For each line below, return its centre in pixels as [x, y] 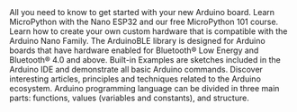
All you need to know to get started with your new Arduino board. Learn [142, 12]
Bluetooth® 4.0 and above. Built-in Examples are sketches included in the [145, 60]
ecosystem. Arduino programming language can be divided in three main [144, 88]
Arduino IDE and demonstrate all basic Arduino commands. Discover [136, 69]
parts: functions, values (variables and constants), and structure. [129, 98]
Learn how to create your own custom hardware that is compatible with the [148, 31]
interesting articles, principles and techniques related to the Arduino [135, 79]
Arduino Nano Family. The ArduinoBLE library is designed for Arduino [137, 41]
